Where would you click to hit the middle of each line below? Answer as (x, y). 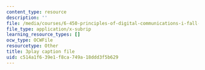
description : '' (27, 18)
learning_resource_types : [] (43, 35)
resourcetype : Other (33, 46)
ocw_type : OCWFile (30, 40)
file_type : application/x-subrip (49, 29)
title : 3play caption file (41, 52)
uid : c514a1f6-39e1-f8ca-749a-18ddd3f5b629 (63, 57)
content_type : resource (37, 12)
